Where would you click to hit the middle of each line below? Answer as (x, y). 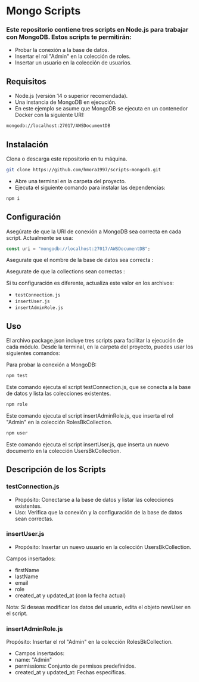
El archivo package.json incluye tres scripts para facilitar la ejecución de (95, 341)
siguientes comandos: (33, 353)
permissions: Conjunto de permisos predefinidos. (75, 666)
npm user (17, 433)
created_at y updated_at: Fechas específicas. (70, 672)
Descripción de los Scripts (56, 470)
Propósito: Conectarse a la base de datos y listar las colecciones (94, 499)
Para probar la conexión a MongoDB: (52, 365)
